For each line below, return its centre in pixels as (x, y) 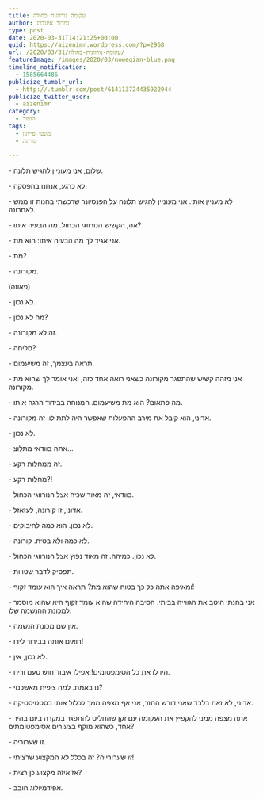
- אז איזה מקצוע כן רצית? (45, 772)
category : (25, 112)
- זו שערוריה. (27, 741)
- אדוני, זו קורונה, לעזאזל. (46, 510)
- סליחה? (22, 348)
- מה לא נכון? (29, 317)
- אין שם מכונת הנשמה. (43, 625)
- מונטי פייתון (33, 133)
